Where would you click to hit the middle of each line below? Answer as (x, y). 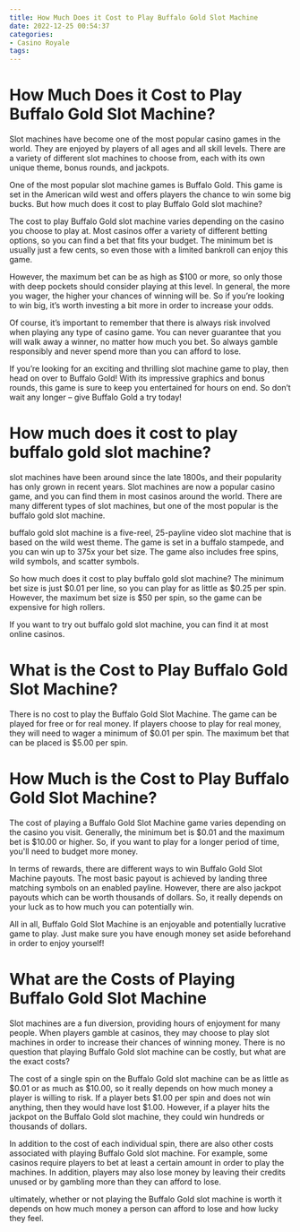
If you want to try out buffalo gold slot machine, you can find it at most (139, 625)
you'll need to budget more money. (74, 851)
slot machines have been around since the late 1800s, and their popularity (146, 477)
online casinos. (37, 634)
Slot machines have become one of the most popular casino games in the (145, 139)
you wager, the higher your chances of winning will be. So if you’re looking (147, 296)
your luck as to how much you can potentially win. (102, 907)
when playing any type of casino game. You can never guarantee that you (146, 332)
